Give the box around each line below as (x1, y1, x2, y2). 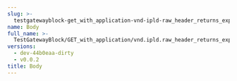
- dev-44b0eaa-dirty (13, 50, 74, 57)
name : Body (7, 23, 39, 30)
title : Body (7, 63, 42, 70)
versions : (7, 43, 37, 50)
